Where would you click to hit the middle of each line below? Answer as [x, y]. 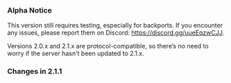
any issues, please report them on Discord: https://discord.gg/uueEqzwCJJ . [115, 33]
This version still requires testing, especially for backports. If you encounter [115, 26]
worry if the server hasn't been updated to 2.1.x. [76, 53]
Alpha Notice [29, 10]
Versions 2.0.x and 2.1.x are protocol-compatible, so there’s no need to [108, 46]
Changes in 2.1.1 [35, 71]
